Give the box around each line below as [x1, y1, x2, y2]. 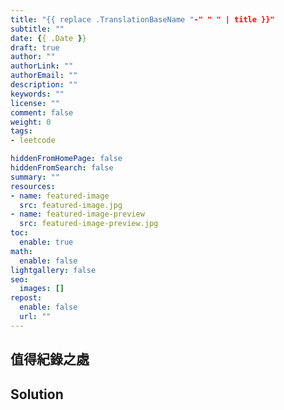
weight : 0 [10, 117, 52, 127]
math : [10, 246, 33, 256]
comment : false [10, 107, 74, 118]
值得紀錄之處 [10, 351, 90, 368]
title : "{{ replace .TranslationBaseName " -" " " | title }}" [10, 14, 275, 25]
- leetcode [10, 136, 56, 146]
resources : [10, 181, 56, 191]
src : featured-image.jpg [19, 200, 123, 210]
